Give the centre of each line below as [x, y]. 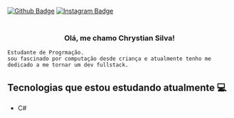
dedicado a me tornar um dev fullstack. [68, 65]
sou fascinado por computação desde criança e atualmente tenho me [110, 59]
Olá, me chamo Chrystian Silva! [119, 37]
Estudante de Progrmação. [46, 53]
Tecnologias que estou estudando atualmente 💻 [117, 87]
